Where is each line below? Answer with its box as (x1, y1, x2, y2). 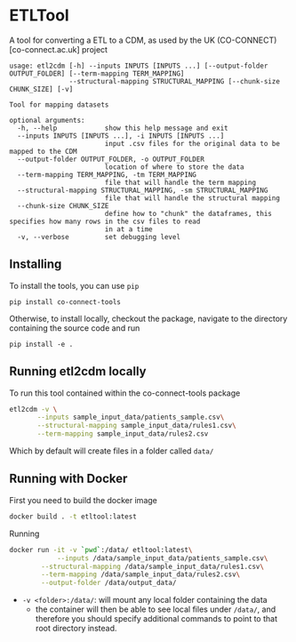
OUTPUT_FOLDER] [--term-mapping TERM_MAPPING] (9, 68, 185, 78)
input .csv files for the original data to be (104, 139, 280, 148)
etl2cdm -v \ (9, 405, 58, 413)
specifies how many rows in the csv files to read (9, 217, 201, 226)
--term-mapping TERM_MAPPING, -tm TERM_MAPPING (17, 170, 197, 179)
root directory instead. (35, 623, 117, 634)
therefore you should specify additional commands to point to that (35, 614, 278, 624)
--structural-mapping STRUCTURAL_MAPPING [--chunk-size (68, 76, 280, 85)
